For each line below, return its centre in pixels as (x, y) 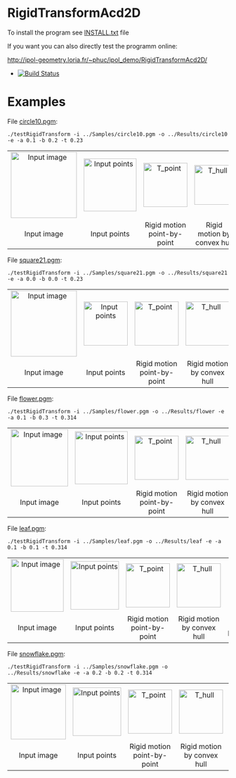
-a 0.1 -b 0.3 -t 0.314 (42, 418)
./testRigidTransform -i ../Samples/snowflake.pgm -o (88, 667)
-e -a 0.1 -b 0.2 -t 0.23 (45, 140)
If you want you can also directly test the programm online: (92, 46)
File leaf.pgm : (27, 528)
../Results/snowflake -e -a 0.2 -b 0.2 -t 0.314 (80, 673)
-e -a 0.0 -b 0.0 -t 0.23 (45, 279)
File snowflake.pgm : (36, 653)
